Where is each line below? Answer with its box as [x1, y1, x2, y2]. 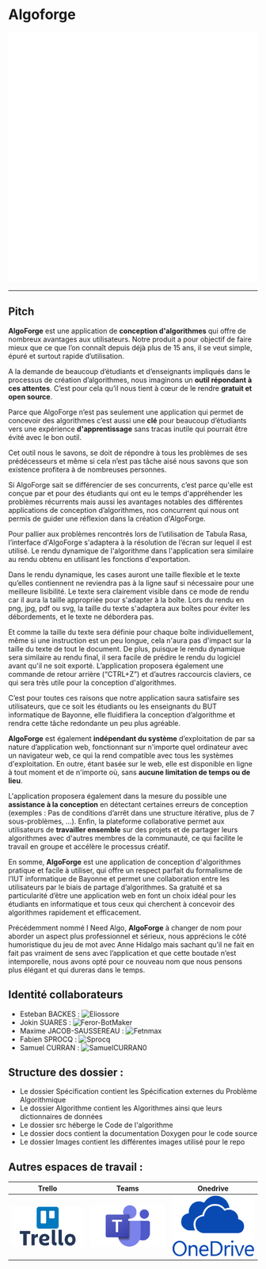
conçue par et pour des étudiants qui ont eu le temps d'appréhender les [8, 488, 243, 498]
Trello [38, 1183, 58, 1193]
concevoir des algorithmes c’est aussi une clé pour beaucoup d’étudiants [8, 415, 247, 425]
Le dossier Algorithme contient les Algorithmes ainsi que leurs [19, 1103, 222, 1113]
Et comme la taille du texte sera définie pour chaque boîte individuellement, [8, 627, 254, 636]
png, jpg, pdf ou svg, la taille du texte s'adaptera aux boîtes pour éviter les [8, 603, 251, 613]
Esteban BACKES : [19, 1009, 81, 1019]
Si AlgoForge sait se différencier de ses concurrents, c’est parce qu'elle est [8, 480, 253, 489]
